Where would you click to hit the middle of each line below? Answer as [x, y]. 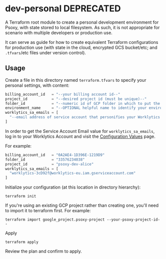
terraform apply [22, 242]
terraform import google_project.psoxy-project [55, 220]
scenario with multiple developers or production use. [59, 32]
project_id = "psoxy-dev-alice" [49, 164]
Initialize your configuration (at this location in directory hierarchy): [73, 187]
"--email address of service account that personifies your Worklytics [85, 117]
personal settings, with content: [37, 85]
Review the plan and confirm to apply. [44, 251]
